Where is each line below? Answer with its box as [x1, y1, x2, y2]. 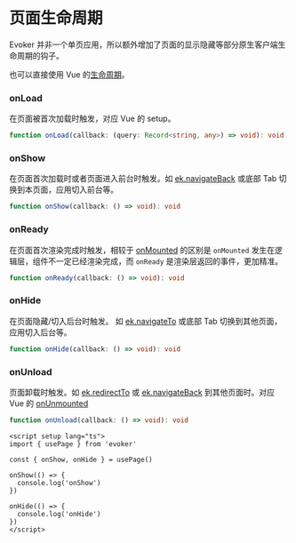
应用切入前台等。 [55, 184, 118, 196]
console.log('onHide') [17, 509, 101, 518]
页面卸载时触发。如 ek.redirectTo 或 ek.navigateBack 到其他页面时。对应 [9, 387, 276, 397]
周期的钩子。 [16, 50, 64, 60]
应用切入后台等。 [9, 326, 72, 338]
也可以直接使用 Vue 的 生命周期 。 [9, 68, 130, 80]
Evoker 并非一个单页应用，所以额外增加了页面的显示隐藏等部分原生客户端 [9, 39, 278, 50]
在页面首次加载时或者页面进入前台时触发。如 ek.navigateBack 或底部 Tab [9, 173, 277, 184]
